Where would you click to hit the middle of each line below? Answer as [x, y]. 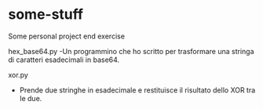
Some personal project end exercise [67, 36]
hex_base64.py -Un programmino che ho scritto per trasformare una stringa [131, 51]
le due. [31, 98]
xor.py [18, 74]
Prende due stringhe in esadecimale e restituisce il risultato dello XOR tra [137, 90]
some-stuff [46, 15]
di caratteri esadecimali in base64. [64, 60]
